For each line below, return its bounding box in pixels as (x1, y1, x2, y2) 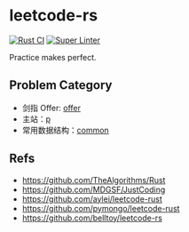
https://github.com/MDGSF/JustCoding (21, 184, 166, 195)
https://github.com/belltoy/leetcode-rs (21, 212, 162, 223)
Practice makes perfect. (9, 52, 97, 62)
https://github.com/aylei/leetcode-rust (21, 193, 162, 204)
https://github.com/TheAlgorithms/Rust (21, 174, 166, 185)
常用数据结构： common (21, 124, 109, 135)
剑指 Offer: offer (21, 102, 82, 113)
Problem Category (9, 77, 113, 93)
